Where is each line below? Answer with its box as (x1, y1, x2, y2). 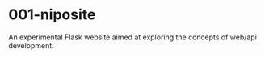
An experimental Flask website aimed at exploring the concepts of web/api (8, 32, 257, 42)
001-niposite (8, 6, 96, 24)
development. (8, 40, 54, 50)
